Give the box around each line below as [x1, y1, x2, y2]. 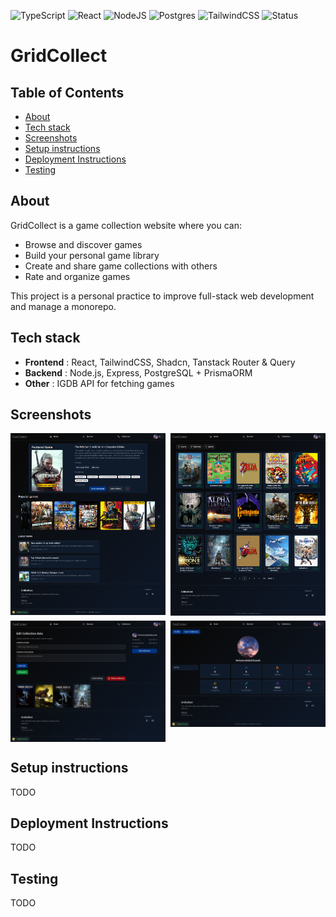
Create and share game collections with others [24, 260, 218, 272]
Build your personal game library [24, 249, 160, 261]
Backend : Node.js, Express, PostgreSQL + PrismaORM [24, 366, 253, 379]
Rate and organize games [24, 270, 131, 282]
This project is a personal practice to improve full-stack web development [10, 290, 315, 302]
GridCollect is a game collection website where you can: [10, 219, 242, 231]
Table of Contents [10, 84, 125, 101]
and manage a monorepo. [10, 300, 117, 312]
